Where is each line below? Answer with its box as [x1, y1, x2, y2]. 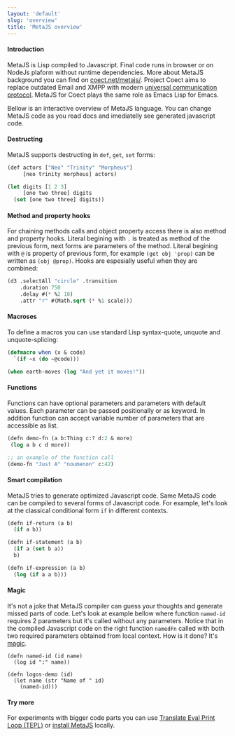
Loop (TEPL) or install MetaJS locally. [7, 721, 115, 730]
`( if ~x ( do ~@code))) [13, 355, 80, 362]
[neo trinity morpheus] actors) [22, 170, 117, 177]
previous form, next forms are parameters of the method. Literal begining [7, 242, 218, 250]
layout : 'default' [7, 10, 61, 18]
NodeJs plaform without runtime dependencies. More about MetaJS [7, 68, 204, 76]
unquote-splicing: [7, 336, 58, 344]
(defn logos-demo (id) [7, 671, 73, 678]
